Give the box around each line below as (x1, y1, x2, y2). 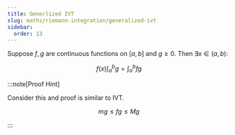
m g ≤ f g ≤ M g (98, 107, 140, 115)
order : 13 (13, 30, 42, 37)
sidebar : (7, 23, 33, 30)
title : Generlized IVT (7, 10, 74, 18)
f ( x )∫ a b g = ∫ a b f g (96, 63, 142, 74)
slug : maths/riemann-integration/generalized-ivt (7, 17, 157, 24)
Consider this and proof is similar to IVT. (7, 93, 125, 102)
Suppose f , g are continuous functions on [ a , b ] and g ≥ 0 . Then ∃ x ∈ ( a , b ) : (7, 49, 229, 58)
